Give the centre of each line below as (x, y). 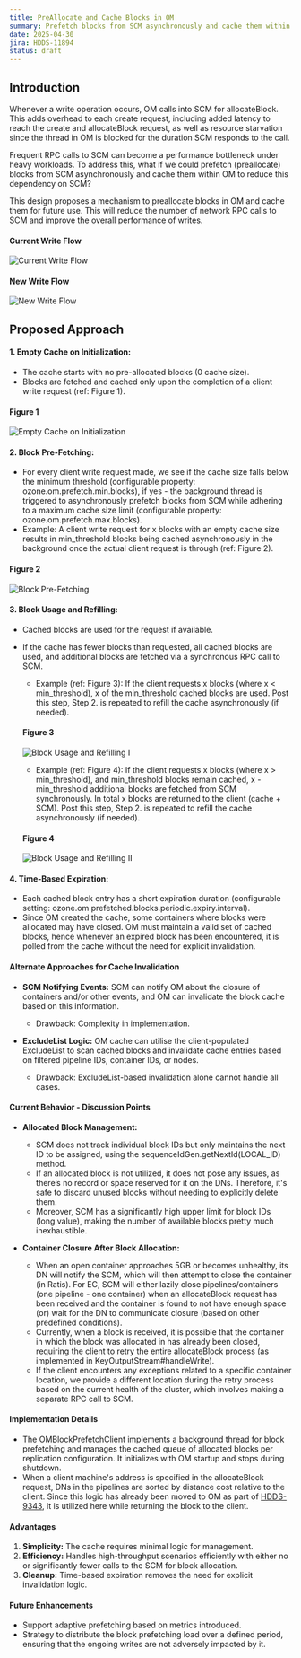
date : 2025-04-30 (42, 34)
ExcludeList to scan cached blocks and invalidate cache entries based (152, 1050)
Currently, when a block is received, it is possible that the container (160, 1332)
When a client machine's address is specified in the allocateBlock (143, 1477)
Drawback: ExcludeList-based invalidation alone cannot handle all (157, 1077)
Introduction (45, 88)
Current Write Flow (46, 241)
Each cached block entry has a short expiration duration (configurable (151, 899)
